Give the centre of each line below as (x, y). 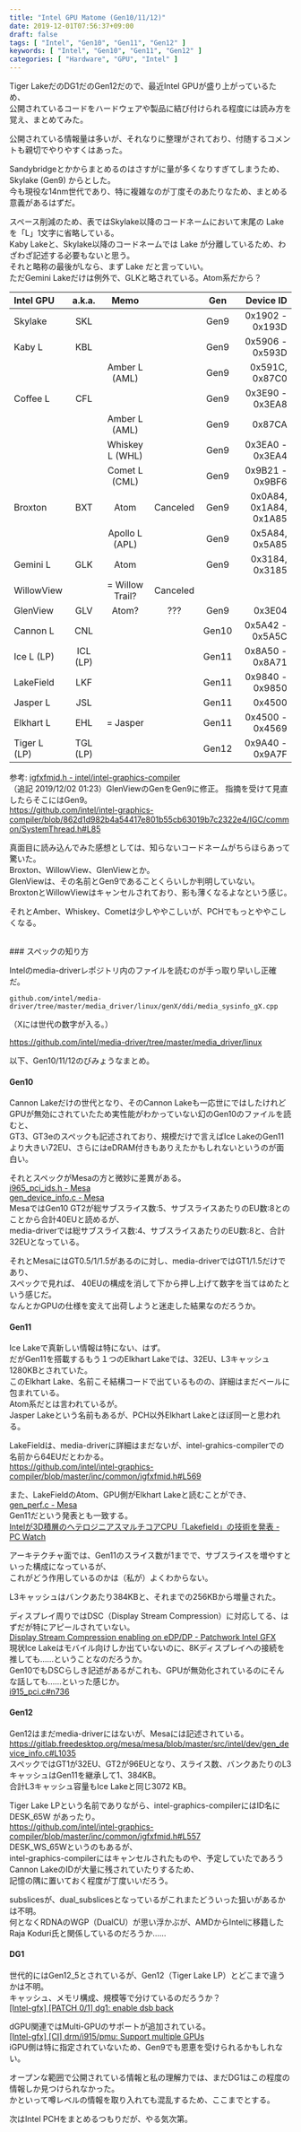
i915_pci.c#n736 (39, 1691)
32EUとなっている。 (47, 1242)
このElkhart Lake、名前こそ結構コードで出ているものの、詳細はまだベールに (150, 1382)
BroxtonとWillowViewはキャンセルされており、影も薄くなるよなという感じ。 (150, 892)
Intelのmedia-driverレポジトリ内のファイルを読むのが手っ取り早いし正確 (143, 970)
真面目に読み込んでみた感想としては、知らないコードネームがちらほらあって (150, 848)
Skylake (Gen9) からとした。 (63, 180)
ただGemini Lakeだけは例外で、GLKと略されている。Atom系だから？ (136, 278)
